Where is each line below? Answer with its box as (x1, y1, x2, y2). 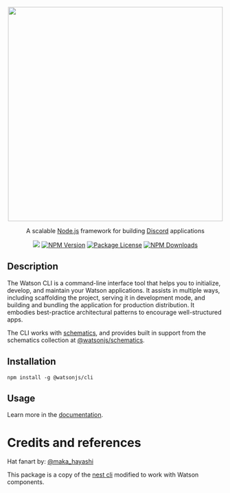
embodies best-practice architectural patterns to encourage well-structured (7, 308, 222, 316)
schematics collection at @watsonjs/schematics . (7, 336, 146, 344)
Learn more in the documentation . (7, 411, 104, 419)
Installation (7, 356, 56, 368)
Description (7, 261, 58, 272)
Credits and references (7, 435, 141, 450)
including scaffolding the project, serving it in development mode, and (7, 293, 205, 302)
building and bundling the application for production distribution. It (7, 300, 195, 309)
